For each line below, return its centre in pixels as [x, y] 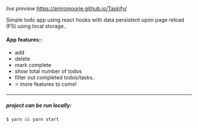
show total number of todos [48, 71]
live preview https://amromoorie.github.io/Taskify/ [67, 9]
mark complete [33, 65]
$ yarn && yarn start [33, 120]
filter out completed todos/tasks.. [55, 78]
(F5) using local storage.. [36, 26]
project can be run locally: [39, 105]
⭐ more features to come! [46, 84]
